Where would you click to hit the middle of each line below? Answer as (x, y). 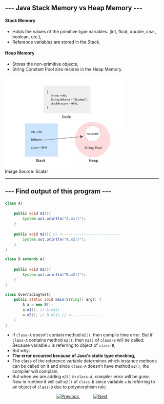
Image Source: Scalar (27, 171)
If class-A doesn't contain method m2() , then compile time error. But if (82, 334)
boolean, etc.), (27, 37)
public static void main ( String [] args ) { (58, 300)
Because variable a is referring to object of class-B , (64, 345)
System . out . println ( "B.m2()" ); (54, 274)
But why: (21, 350)
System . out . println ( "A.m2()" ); (54, 239)
